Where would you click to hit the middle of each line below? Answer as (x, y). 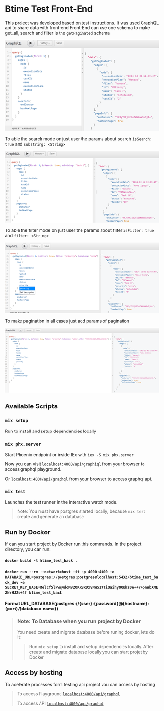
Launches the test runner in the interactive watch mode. (61, 502)
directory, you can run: (28, 549)
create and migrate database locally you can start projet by (88, 652)
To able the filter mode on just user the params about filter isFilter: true (80, 230)
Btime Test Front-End (49, 9)
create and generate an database (51, 517)
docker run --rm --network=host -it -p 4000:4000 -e (60, 572)
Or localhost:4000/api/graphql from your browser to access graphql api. (79, 479)
